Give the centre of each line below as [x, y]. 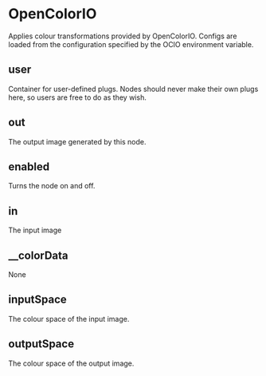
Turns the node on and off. [52, 186]
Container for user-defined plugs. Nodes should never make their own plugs [133, 89]
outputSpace [41, 344]
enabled [29, 166]
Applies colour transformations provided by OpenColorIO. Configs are [123, 36]
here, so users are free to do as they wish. [78, 97]
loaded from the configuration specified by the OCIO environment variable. [131, 44]
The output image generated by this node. [77, 141]
